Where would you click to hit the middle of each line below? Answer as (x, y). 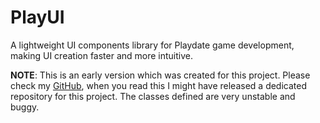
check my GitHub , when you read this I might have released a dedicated (159, 85)
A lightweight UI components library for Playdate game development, (152, 45)
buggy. (25, 107)
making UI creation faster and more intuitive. (102, 55)
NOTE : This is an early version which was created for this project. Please (160, 75)
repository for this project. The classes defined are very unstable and (153, 96)
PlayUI (37, 17)
